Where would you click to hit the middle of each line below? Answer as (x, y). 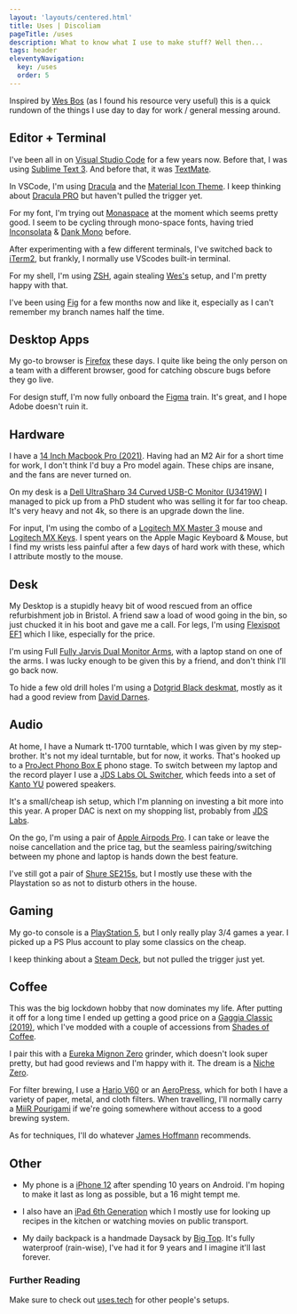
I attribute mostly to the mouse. (66, 557)
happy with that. (39, 284)
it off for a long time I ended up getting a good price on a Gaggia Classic (141, 1018)
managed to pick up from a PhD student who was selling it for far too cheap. (148, 501)
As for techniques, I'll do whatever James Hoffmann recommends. (130, 1135)
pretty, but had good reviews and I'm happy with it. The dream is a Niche (142, 1063)
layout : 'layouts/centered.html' (71, 17)
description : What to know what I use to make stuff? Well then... (137, 42)
